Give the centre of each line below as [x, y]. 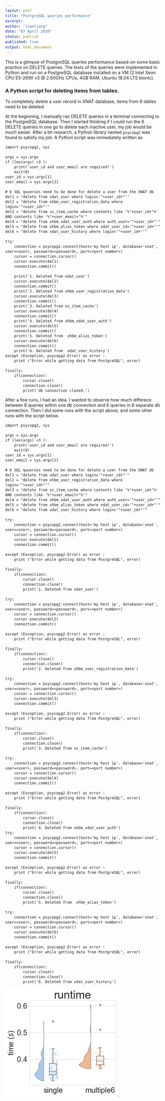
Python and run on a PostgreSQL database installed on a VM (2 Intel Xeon [81, 73]
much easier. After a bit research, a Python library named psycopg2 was [78, 132]
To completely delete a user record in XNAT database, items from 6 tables [81, 101]
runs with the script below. [32, 416]
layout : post [19, 10]
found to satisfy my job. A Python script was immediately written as [74, 138]
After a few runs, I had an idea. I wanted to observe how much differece [79, 400]
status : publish [22, 37]
